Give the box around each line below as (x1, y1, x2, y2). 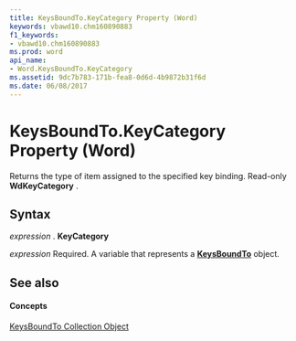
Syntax (9, 207, 51, 222)
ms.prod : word (9, 48, 64, 57)
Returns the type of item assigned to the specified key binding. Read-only (9, 170, 288, 181)
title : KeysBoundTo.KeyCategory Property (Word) (9, 13, 198, 23)
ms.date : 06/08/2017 (9, 81, 89, 91)
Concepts (9, 301, 48, 312)
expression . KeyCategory (9, 230, 110, 242)
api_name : (9, 56, 48, 65)
